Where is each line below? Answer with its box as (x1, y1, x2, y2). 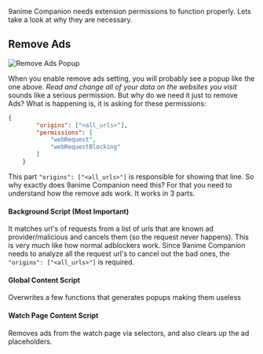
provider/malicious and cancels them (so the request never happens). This (8, 232, 250, 242)
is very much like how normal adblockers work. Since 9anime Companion (8, 241, 246, 250)
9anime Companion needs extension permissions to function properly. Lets (8, 7, 251, 16)
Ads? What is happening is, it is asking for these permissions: (8, 98, 206, 108)
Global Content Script (8, 275, 81, 285)
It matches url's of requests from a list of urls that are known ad (8, 224, 214, 234)
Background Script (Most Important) (8, 206, 130, 216)
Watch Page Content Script (8, 310, 99, 320)
